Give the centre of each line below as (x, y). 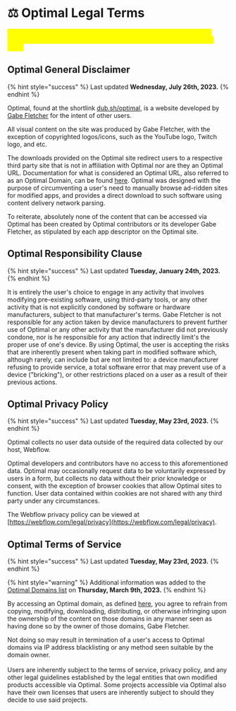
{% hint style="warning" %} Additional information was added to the (107, 582)
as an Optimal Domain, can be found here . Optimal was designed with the (114, 180)
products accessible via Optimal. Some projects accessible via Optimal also (117, 685)
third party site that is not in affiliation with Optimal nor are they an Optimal (115, 165)
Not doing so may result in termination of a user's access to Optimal (106, 640)
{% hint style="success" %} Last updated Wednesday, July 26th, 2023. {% (118, 87)
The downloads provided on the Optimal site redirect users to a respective (115, 157)
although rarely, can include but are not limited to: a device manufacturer (113, 359)
